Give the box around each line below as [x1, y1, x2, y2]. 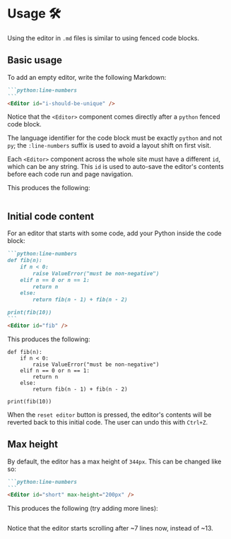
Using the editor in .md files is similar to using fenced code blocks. [7, 33, 200, 42]
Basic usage [7, 54, 62, 66]
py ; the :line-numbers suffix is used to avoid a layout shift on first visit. [7, 141, 212, 150]
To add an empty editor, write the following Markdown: [7, 73, 167, 81]
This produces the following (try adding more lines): [7, 504, 158, 513]
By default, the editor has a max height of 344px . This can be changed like [7, 457, 222, 466]
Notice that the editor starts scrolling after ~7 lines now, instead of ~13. [7, 524, 213, 533]
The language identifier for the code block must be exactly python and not [7, 134, 223, 142]
